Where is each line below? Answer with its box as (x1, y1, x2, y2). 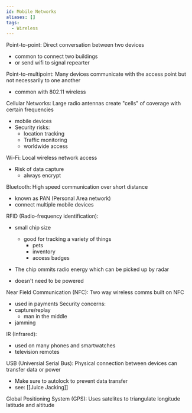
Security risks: (14, 124, 50, 131)
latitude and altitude (6, 402, 55, 409)
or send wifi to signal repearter (14, 59, 90, 66)
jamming (14, 319, 36, 326)
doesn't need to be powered (14, 278, 84, 285)
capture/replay (14, 306, 51, 314)
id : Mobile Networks (6, 8, 57, 15)
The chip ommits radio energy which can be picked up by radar (14, 266, 170, 273)
